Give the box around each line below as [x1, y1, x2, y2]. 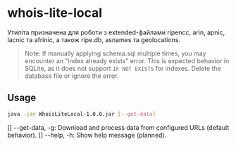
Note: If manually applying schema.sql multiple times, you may [24, 49, 206, 58]
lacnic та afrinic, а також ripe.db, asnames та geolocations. [7, 35, 181, 44]
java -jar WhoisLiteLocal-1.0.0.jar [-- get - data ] [7, 110, 156, 117]
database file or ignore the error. [24, 72, 119, 80]
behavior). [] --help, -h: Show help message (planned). [7, 131, 167, 139]
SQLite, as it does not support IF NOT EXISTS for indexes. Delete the [24, 64, 222, 72]
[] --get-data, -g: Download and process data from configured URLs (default [7, 123, 230, 131]
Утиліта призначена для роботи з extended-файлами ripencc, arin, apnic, [7, 28, 225, 36]
